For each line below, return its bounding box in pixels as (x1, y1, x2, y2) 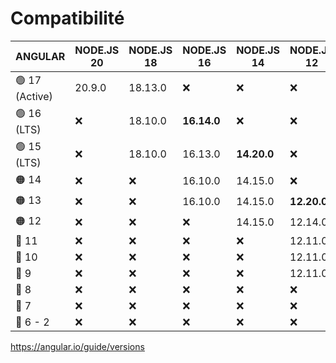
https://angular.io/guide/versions (10, 340, 145, 352)
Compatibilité (10, 7, 125, 30)
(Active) (15, 89, 53, 103)
